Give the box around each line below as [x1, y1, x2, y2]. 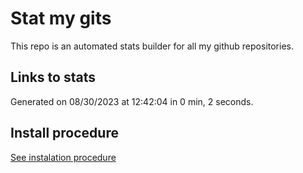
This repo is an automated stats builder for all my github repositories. [10, 40, 294, 52]
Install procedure [10, 125, 119, 142]
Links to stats [10, 69, 96, 86]
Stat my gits [10, 7, 112, 30]
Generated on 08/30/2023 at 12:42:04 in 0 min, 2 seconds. [10, 95, 254, 107]
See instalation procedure [10, 151, 117, 163]
